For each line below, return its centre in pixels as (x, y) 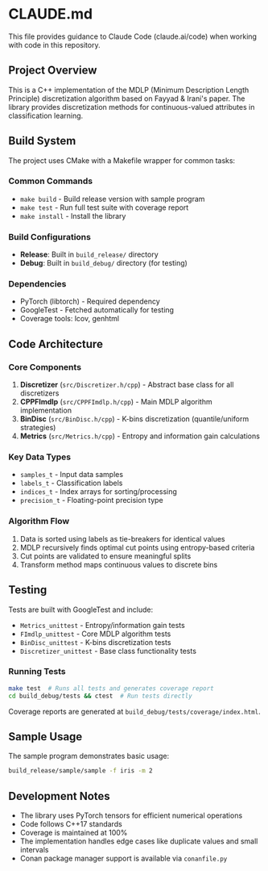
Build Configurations (49, 237)
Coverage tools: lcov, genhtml (69, 319)
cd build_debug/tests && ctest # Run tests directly (101, 696)
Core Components (45, 366)
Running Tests (37, 672)
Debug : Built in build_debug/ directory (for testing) (103, 263)
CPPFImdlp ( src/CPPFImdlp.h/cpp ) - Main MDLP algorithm (116, 402)
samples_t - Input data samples (71, 475)
